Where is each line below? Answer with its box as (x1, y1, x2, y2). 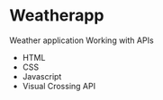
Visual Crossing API (22, 80, 96, 91)
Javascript (22, 71, 62, 81)
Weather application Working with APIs (9, 35, 155, 46)
